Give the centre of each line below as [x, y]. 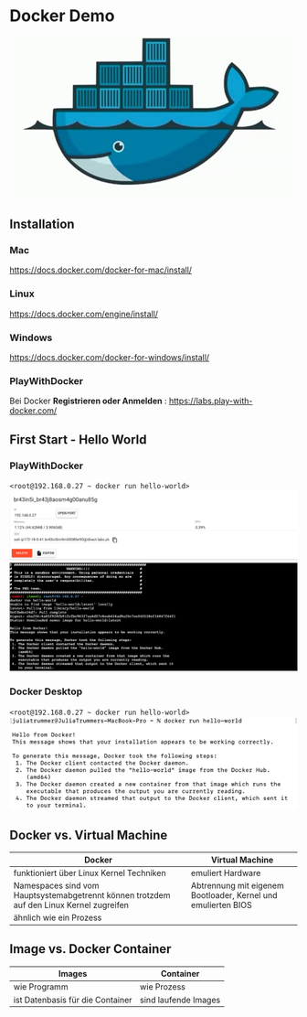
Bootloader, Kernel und [234, 895]
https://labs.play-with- [211, 401]
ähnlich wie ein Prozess [58, 918]
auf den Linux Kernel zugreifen [71, 905]
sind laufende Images [180, 1000]
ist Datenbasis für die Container [73, 1000]
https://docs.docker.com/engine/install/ [84, 314]
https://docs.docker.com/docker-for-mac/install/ [101, 270]
